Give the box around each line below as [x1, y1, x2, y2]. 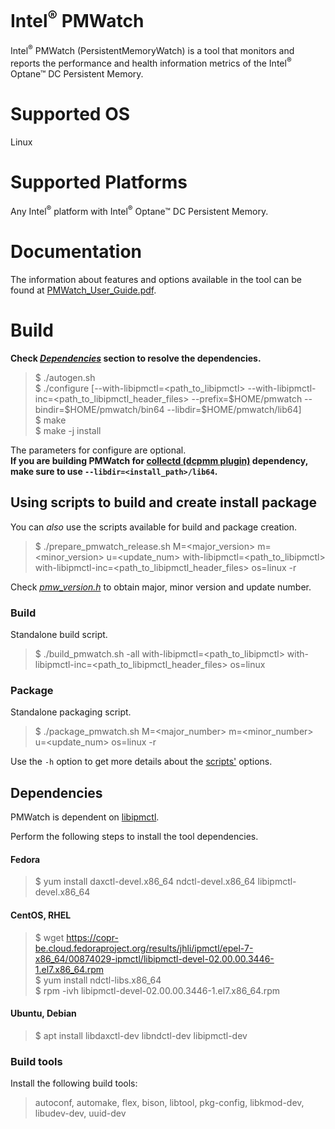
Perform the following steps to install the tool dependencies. [10, 831, 259, 843]
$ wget [34, 931, 65, 943]
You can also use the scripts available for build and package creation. [10, 521, 298, 533]
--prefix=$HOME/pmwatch [191, 392, 303, 405]
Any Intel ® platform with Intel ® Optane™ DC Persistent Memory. [10, 204, 269, 218]
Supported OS [10, 102, 131, 125]
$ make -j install [34, 424, 102, 436]
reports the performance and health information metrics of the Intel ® [10, 55, 292, 69]
